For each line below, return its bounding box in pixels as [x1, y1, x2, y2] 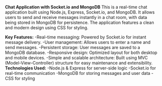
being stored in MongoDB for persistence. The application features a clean [5, 19, 154, 25]
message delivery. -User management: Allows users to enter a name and [5, 39, 151, 45]
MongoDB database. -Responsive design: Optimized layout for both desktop [5, 50, 158, 55]
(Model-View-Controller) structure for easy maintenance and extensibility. [5, 60, 153, 66]
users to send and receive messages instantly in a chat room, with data [5, 15, 147, 20]
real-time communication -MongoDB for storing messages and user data [5, 70, 150, 76]
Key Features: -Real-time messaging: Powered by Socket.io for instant [5, 34, 146, 40]
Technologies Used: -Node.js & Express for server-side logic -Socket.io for [5, 65, 156, 71]
